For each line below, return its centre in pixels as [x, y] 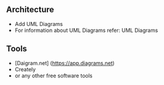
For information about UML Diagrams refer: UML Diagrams [86, 30]
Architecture [30, 10]
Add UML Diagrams [39, 24]
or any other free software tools [53, 76]
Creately [25, 69]
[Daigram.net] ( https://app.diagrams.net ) [64, 63]
